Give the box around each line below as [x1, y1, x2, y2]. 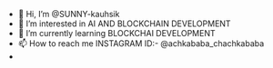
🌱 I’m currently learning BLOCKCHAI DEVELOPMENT [17, 28, 216, 38]
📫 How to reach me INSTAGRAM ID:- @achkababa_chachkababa [17, 38, 265, 49]
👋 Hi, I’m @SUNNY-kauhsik [17, 9, 120, 19]
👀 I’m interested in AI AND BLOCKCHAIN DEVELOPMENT [17, 18, 231, 29]
